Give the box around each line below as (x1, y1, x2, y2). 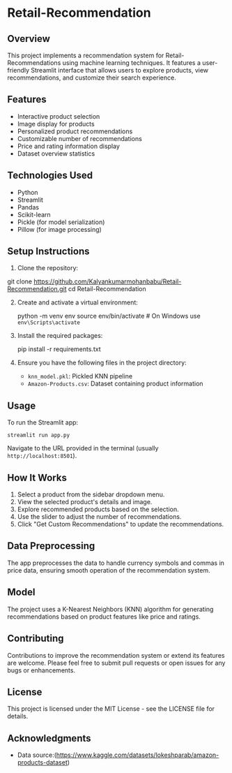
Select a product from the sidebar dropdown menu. (17, 490, 165, 499)
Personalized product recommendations (17, 127, 133, 135)
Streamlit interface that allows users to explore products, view (31, 66, 209, 74)
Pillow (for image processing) (17, 225, 102, 233)
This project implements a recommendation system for (7, 51, 164, 59)
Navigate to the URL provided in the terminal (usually (7, 444, 159, 452)
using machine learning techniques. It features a (62, 59, 201, 67)
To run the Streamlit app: (7, 418, 79, 427)
